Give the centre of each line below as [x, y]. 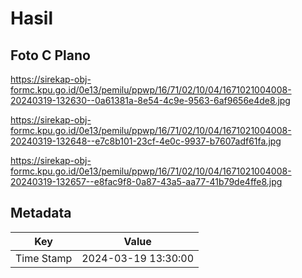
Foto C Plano [50, 55]
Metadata [41, 213]
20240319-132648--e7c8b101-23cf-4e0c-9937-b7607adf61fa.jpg [146, 141]
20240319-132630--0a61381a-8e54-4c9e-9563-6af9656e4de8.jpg [150, 100]
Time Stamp [44, 258]
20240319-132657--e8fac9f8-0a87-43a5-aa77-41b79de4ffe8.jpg [146, 181]
